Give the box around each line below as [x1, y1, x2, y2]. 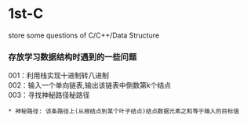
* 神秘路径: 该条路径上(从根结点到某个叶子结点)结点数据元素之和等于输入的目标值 [8, 107, 240, 116]
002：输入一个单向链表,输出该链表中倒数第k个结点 [8, 81, 171, 90]
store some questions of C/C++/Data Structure [8, 30, 160, 40]
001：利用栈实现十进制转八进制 [8, 71, 110, 81]
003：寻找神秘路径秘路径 [8, 91, 90, 100]
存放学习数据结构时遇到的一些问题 [8, 52, 137, 63]
